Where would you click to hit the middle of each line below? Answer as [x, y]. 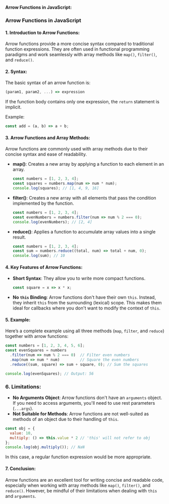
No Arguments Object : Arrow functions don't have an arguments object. [87, 398]
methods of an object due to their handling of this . [66, 419]
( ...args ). [23, 408]
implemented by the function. [43, 203]
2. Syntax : [16, 71]
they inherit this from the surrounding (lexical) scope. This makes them [87, 303]
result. [19, 237]
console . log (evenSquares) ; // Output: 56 [50, 374]
